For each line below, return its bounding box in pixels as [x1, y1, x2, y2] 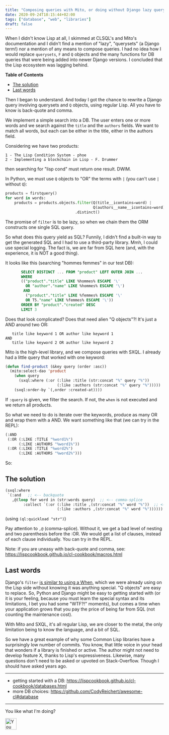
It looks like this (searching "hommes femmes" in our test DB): [5, 260, 134, 266]
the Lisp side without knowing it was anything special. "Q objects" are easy [5, 585, 161, 591]
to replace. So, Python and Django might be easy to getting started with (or [5, 590, 161, 596]
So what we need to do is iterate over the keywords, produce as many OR [5, 411, 157, 417]
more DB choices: [12, 689, 50, 695]
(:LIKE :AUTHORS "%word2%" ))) [18, 451, 82, 456]
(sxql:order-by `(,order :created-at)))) [14, 387, 102, 392]
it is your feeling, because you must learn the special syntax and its [5, 595, 145, 601]
